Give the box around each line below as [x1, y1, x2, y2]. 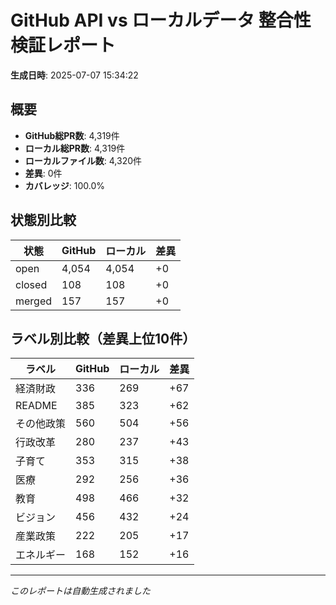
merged [15, 294, 53, 308]
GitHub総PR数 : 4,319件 [24, 129, 120, 141]
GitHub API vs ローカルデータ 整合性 [10, 9, 312, 32]
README [15, 399, 58, 413]
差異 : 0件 [24, 167, 63, 179]
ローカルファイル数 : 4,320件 [24, 154, 143, 166]
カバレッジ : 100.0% [24, 179, 106, 191]
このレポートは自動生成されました [10, 585, 151, 597]
